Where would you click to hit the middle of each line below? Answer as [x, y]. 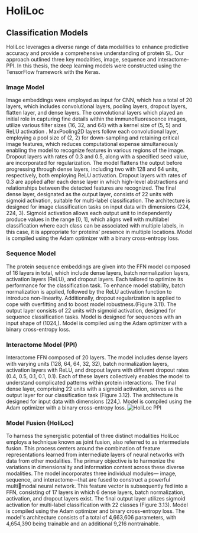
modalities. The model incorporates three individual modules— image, [91, 473]
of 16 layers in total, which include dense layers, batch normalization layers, [98, 272]
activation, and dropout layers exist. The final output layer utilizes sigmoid [96, 499]
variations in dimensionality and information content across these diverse [95, 467]
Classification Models [47, 33]
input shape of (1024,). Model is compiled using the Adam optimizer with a [97, 323]
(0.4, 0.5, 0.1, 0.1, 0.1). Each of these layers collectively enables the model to [98, 376]
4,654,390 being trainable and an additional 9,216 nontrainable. [83, 524]
